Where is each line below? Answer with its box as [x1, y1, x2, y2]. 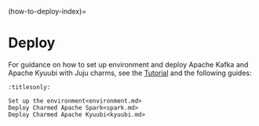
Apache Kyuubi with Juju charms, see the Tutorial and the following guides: [8, 68, 253, 77]
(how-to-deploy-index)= [8, 7, 87, 16]
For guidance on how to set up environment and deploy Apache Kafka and [8, 59, 249, 69]
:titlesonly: [8, 83, 51, 91]
